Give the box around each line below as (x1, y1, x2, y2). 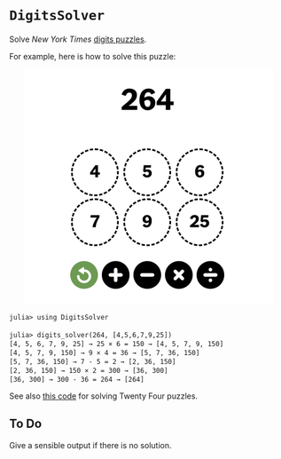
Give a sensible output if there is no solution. (9, 439, 172, 450)
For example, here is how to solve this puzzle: (9, 51, 176, 61)
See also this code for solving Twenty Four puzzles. (9, 391, 198, 401)
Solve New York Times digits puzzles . (9, 34, 147, 44)
